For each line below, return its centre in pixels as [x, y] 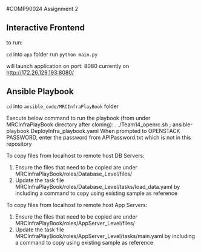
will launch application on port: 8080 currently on [68, 66]
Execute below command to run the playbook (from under [78, 118]
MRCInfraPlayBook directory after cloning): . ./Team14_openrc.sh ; [89, 124]
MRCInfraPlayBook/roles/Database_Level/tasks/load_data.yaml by [97, 186]
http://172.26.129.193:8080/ [40, 72]
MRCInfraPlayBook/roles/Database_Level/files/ [74, 174]
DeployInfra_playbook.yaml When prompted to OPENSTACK [105, 131]
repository [19, 144]
